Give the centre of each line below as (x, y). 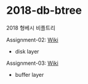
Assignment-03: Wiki (32, 63)
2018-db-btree (44, 10)
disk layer (27, 51)
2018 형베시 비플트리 (31, 28)
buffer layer (29, 74)
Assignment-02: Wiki (32, 40)
